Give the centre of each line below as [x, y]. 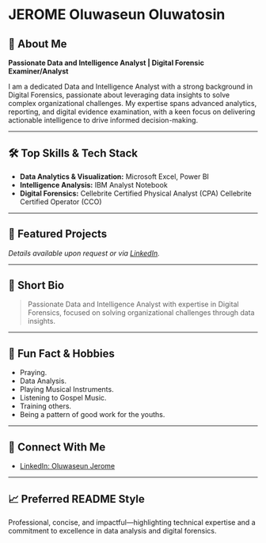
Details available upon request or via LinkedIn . [84, 253]
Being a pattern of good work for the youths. [92, 415]
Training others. [46, 406]
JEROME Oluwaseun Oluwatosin [117, 15]
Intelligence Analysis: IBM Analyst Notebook [93, 184]
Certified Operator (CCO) [61, 201]
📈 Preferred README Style [76, 499]
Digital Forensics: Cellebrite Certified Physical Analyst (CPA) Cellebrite [135, 193]
